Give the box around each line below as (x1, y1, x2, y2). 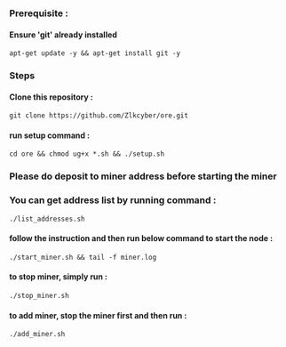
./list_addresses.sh (9, 214, 86, 223)
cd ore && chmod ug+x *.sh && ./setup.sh (9, 149, 165, 158)
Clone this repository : (9, 92, 93, 102)
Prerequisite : (9, 7, 69, 20)
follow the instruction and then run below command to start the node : (9, 233, 274, 244)
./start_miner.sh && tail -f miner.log (9, 253, 157, 262)
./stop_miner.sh (9, 292, 69, 301)
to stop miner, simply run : (9, 271, 108, 282)
